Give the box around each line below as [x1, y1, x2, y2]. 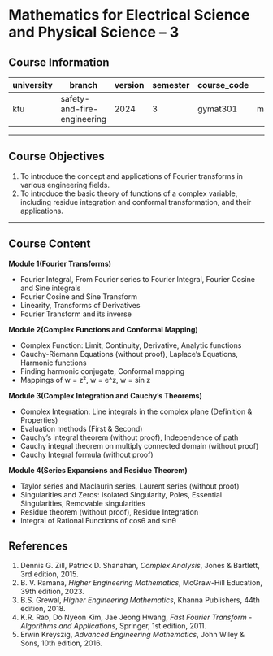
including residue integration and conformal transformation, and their [19, 197, 252, 206]
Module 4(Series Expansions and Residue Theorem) [8, 465, 188, 475]
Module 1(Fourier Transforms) [8, 258, 112, 268]
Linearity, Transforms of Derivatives [19, 300, 141, 310]
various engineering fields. [19, 180, 110, 189]
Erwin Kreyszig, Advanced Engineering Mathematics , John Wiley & [19, 630, 245, 640]
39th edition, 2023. [19, 587, 85, 597]
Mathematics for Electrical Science [8, 6, 250, 24]
